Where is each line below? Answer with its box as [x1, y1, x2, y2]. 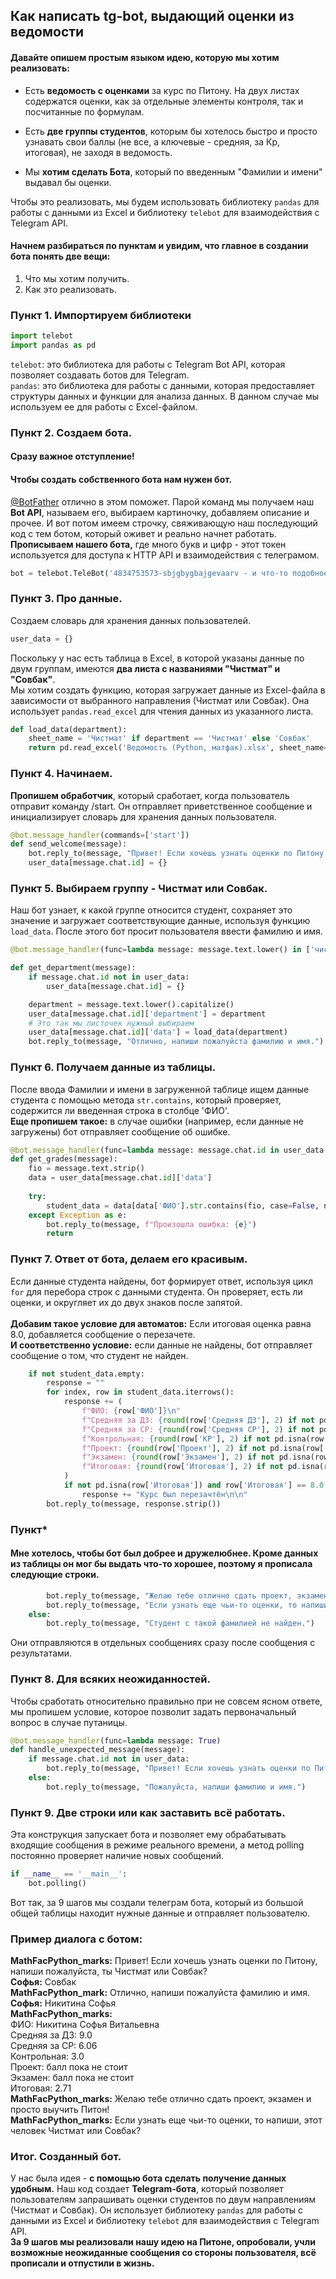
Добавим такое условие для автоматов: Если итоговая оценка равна [10, 1317, 312, 1329]
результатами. [10, 1647, 73, 1659]
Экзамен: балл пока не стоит [10, 2072, 135, 2084]
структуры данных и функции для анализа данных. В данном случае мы [10, 390, 320, 402]
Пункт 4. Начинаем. [10, 767, 113, 781]
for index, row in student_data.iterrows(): [46, 1387, 235, 1398]
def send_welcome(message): [10, 839, 128, 849]
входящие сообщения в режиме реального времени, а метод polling [10, 1839, 305, 1851]
